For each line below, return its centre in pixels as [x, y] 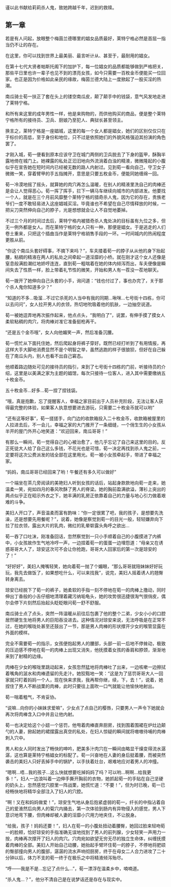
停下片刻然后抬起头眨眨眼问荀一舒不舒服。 [59, 602]
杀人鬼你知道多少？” [31, 287]
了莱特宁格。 [19, 103]
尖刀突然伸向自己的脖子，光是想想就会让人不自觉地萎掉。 [70, 210]
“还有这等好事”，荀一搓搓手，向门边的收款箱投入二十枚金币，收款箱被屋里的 [85, 418]
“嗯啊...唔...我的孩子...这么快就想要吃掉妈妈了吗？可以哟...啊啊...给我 [76, 772]
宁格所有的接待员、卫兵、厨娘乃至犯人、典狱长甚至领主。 [65, 120]
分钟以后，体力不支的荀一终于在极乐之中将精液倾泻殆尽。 [65, 857]
